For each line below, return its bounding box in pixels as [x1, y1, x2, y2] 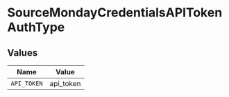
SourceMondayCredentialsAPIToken [7, 5, 223, 21]
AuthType [7, 19, 65, 35]
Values [7, 47, 38, 58]
